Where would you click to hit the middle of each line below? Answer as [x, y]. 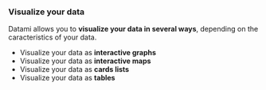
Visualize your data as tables [67, 78]
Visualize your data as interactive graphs [88, 53]
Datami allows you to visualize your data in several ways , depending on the [133, 29]
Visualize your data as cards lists [74, 69]
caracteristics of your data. [53, 37]
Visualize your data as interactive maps [85, 61]
